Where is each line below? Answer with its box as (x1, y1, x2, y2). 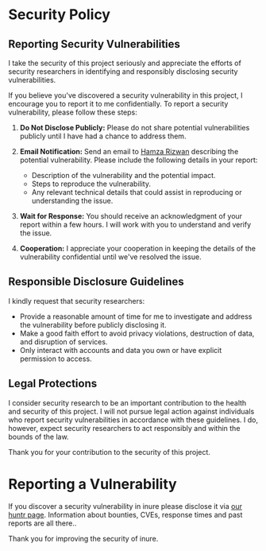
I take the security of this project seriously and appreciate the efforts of (8, 58, 242, 68)
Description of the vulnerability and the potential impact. (31, 171, 216, 180)
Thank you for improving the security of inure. (8, 534, 159, 543)
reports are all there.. (8, 518, 77, 528)
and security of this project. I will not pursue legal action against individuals (8, 406, 255, 416)
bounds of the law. (8, 432, 69, 441)
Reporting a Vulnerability (8, 475, 177, 493)
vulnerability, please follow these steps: (8, 107, 137, 117)
